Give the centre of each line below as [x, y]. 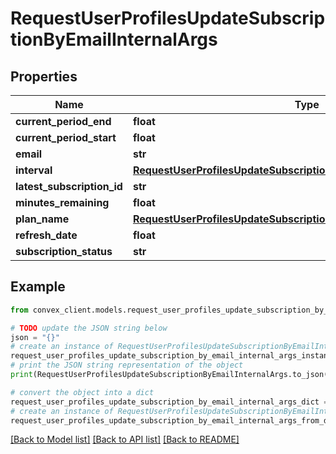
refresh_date [46, 235]
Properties [44, 76]
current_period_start [66, 137]
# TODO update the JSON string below [89, 328]
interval [34, 170]
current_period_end [63, 121]
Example [38, 287]
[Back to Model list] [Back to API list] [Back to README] [125, 439]
